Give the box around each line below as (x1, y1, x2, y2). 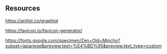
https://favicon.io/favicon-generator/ (5, 28, 83, 34)
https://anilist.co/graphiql (5, 17, 59, 23)
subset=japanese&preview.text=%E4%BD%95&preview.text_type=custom (5, 43, 162, 49)
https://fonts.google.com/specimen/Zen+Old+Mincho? (5, 37, 121, 43)
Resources (5, 4, 40, 13)
